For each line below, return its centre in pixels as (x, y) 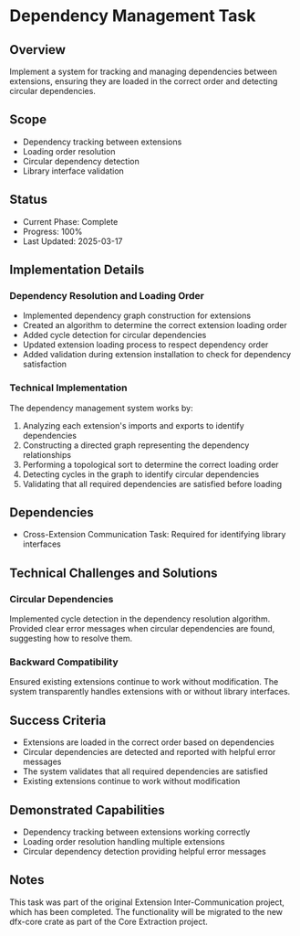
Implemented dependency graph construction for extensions (137, 315)
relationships (47, 454)
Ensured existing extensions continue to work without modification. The (144, 682)
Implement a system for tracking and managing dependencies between (144, 71)
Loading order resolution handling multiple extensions (124, 842)
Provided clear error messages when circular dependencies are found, (142, 629)
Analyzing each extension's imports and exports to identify (133, 425)
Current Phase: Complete (70, 221)
